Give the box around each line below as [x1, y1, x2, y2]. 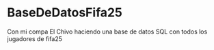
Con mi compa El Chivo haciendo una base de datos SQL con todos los [7, 27, 208, 36]
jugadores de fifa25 [7, 34, 63, 42]
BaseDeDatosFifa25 [7, 5, 123, 21]
